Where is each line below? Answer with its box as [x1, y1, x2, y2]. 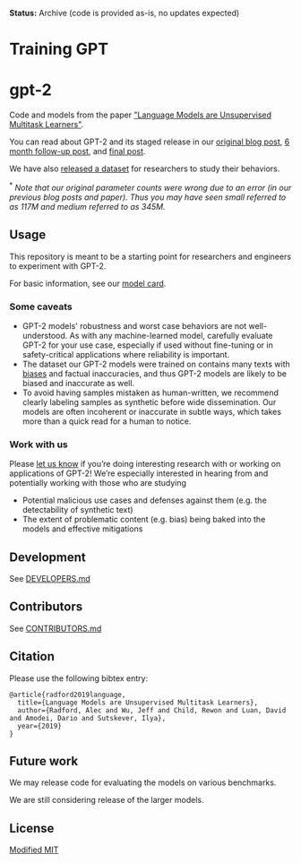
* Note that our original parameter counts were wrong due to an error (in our [9, 181, 292, 193]
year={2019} [17, 721, 63, 730]
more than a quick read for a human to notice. [21, 416, 192, 427]
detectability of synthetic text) [21, 505, 133, 515]
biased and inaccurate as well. [21, 377, 135, 388]
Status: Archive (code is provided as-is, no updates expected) [9, 8, 240, 18]
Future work [9, 754, 79, 769]
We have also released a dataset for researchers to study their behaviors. [9, 163, 280, 174]
